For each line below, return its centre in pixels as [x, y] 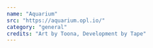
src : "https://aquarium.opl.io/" [56, 20]
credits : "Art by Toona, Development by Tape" [76, 34]
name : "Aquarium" [32, 14]
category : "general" [37, 27]
